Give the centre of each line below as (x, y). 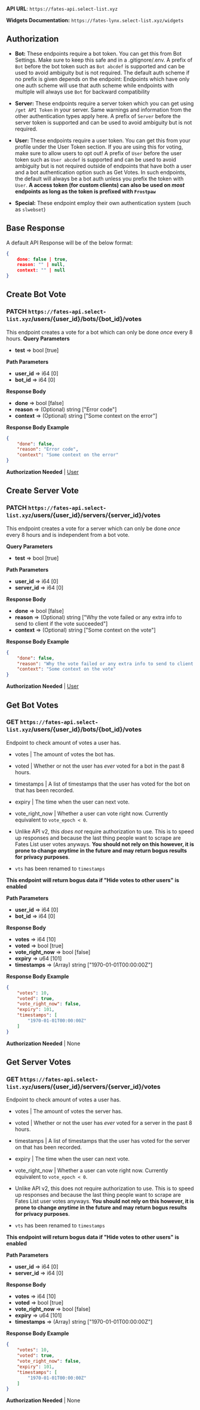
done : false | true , (42, 259)
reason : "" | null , (41, 265)
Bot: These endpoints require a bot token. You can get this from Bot (98, 53)
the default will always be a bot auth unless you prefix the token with (99, 179)
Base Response (36, 228)
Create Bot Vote (36, 295)
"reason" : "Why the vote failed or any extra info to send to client (105, 664)
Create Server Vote (43, 491)
